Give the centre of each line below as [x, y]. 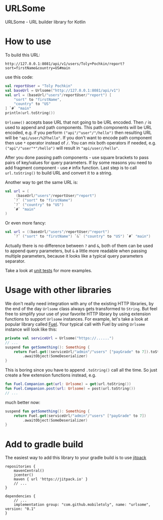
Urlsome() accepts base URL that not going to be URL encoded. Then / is [78, 122]
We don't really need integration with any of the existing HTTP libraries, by [79, 303]
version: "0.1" [20, 509]
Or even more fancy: [25, 223]
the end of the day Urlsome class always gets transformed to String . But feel [81, 309]
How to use [28, 41]
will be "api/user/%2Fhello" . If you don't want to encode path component [78, 138]
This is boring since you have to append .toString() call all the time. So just [81, 370]
